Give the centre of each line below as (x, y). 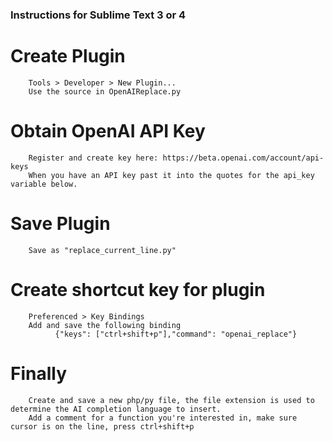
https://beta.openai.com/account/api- (243, 158)
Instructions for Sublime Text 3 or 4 (98, 15)
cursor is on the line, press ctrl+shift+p (102, 426)
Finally (39, 373)
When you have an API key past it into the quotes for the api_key (171, 175)
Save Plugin (60, 223)
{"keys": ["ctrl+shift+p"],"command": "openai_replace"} (176, 334)
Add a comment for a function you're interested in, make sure (163, 418)
